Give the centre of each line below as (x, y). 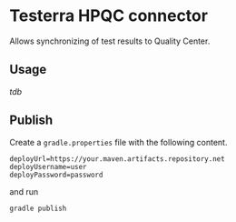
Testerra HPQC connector (109, 16)
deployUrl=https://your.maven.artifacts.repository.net (117, 159)
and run (24, 191)
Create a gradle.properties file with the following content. (118, 142)
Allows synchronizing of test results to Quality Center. (110, 41)
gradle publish (38, 208)
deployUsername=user (49, 166)
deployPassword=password (56, 175)
